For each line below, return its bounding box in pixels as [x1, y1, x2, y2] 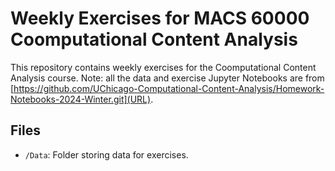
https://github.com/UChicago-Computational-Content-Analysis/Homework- [13, 82, 325, 94]
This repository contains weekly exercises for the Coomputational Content [10, 61, 317, 73]
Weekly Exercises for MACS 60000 [10, 7, 310, 30]
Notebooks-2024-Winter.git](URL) [10, 93, 152, 105]
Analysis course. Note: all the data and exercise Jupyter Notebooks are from [10, 72, 325, 84]
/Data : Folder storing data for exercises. [24, 148, 189, 161]
